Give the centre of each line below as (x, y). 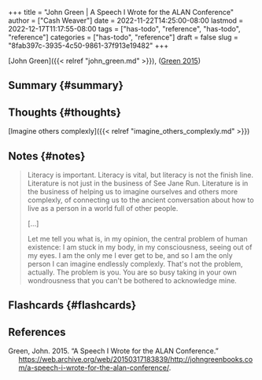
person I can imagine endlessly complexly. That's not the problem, (135, 264)
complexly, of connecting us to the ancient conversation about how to (140, 200)
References (37, 332)
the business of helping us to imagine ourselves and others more (133, 192)
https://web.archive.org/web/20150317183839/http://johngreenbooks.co (136, 360)
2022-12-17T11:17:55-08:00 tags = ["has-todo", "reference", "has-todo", (125, 29)
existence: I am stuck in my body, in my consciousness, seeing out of (140, 247)
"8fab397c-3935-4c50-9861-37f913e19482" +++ (89, 46)
